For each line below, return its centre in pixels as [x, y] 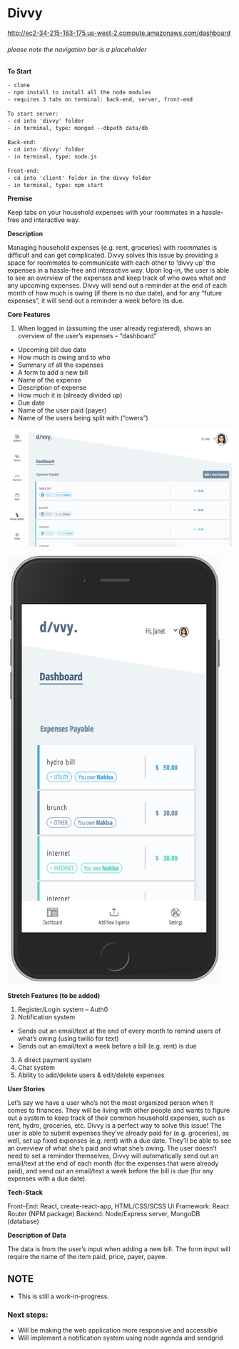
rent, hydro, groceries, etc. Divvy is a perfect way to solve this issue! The [115, 1125]
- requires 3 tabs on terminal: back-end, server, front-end [100, 100]
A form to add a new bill [53, 373]
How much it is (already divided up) [70, 395]
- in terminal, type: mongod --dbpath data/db [78, 128]
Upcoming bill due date [52, 350]
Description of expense [52, 388]
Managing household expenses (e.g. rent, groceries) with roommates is [112, 248]
